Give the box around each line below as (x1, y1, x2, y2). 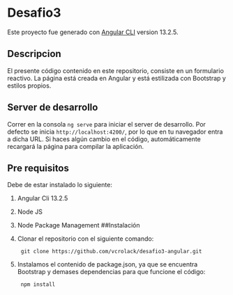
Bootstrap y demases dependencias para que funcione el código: (17, 268, 206, 276)
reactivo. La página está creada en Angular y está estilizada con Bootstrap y (7, 74, 227, 82)
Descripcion (7, 48, 61, 60)
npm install (20, 281, 56, 288)
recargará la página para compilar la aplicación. (7, 142, 144, 150)
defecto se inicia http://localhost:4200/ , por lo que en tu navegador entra (7, 127, 223, 136)
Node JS (17, 207, 43, 216)
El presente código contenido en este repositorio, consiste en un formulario (7, 66, 225, 74)
